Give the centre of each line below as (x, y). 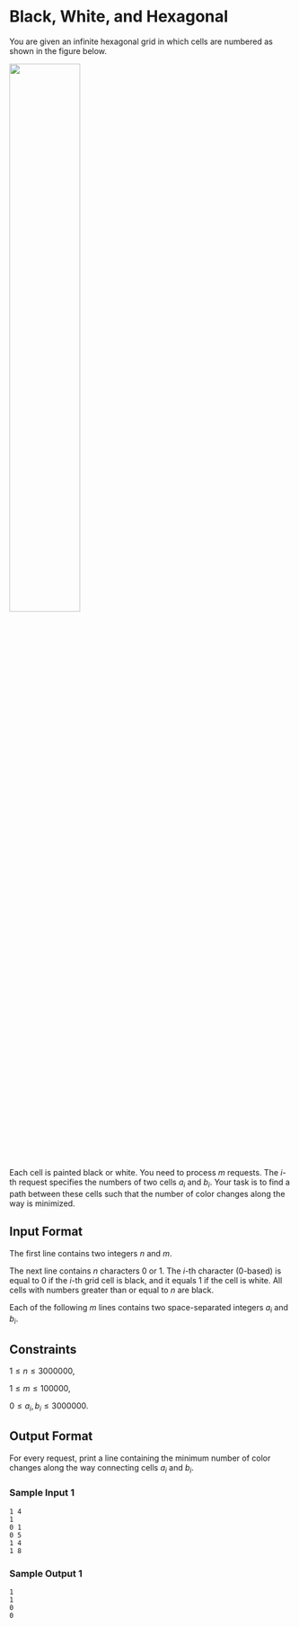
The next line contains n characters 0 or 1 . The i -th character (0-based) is (145, 1271)
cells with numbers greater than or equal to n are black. (111, 1290)
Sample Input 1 (42, 1493)
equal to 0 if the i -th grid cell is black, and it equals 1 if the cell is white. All (146, 1280)
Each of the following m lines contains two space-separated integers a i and (149, 1308)
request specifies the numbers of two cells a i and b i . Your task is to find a (154, 1183)
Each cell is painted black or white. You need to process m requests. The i (146, 1172)
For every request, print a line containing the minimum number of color (140, 1458)
